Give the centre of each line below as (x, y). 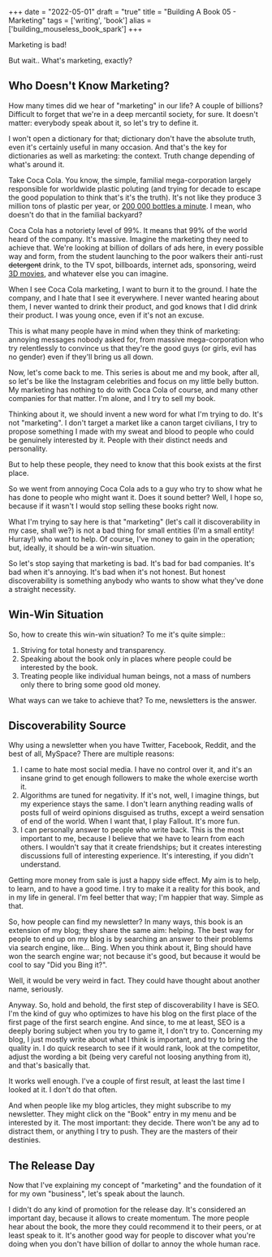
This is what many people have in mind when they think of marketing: (125, 330)
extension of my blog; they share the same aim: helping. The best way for (131, 931)
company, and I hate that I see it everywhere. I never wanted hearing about (134, 298)
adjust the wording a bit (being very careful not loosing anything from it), (130, 1057)
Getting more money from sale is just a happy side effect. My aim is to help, (135, 880)
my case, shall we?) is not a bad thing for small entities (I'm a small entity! (131, 530)
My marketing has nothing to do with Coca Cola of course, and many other (133, 390)
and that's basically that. (50, 1065)
